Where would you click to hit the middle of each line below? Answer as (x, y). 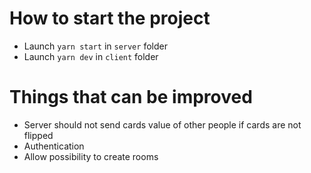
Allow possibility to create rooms (91, 156)
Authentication (54, 146)
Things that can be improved (131, 97)
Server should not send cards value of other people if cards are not (162, 124)
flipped (38, 135)
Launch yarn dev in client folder (91, 56)
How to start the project (110, 18)
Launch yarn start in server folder (95, 46)
